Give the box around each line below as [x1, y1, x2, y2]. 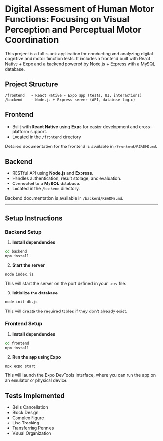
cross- [139, 123, 152, 129]
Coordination [5, 35, 59, 46]
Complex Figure [12, 415, 44, 421]
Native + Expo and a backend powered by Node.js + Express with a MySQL [5, 61, 156, 67]
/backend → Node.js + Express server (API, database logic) [5, 97, 136, 102]
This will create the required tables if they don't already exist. [5, 308, 128, 314]
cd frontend [5, 341, 29, 346]
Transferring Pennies [12, 425, 54, 431]
